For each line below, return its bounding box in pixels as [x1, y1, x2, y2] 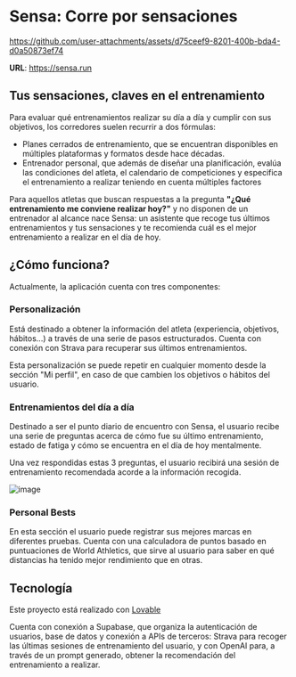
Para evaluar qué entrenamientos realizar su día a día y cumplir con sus [9, 111, 272, 122]
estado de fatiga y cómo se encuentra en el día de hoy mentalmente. [9, 440, 262, 451]
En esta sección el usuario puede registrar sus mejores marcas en [9, 526, 252, 537]
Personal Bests [9, 506, 76, 518]
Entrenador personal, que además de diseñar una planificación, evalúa [21, 158, 282, 168]
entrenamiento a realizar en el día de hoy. [9, 232, 161, 242]
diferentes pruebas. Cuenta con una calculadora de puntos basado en [9, 536, 267, 547]
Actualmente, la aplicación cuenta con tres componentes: [9, 281, 221, 291]
